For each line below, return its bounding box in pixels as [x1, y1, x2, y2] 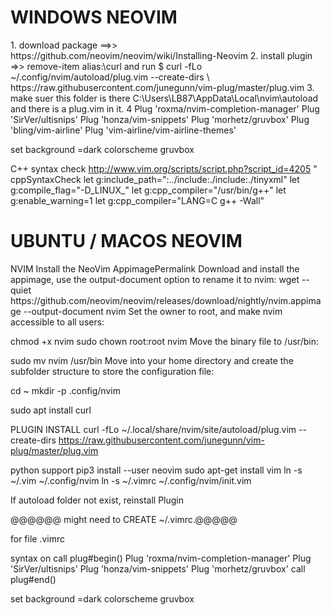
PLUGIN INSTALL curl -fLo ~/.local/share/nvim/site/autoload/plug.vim [10, 423, 297, 435]
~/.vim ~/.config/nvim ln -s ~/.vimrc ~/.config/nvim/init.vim [10, 474, 252, 486]
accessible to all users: [10, 316, 105, 328]
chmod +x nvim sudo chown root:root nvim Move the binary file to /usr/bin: [10, 335, 319, 347]
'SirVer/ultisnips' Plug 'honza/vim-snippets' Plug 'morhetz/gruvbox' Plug [10, 113, 310, 125]
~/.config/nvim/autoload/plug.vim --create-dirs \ [10, 71, 210, 83]
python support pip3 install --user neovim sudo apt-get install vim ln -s [10, 464, 303, 476]
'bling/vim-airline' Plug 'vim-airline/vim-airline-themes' [10, 124, 237, 136]
